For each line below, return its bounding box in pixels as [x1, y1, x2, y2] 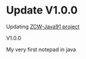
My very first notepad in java [6, 45, 76, 53]
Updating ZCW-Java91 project [6, 23, 80, 30]
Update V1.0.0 [6, 4, 78, 17]
